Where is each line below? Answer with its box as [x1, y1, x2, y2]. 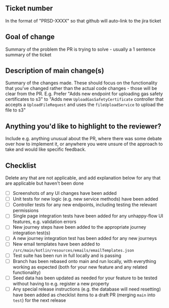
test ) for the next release [12, 297, 66, 303]
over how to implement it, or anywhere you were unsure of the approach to [5, 141, 163, 147]
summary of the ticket [5, 51, 52, 58]
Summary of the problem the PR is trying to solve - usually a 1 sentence [5, 46, 156, 52]
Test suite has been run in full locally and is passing [12, 252, 122, 258]
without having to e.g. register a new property [12, 280, 109, 287]
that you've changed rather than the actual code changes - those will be [5, 85, 157, 92]
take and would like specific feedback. [5, 146, 86, 152]
